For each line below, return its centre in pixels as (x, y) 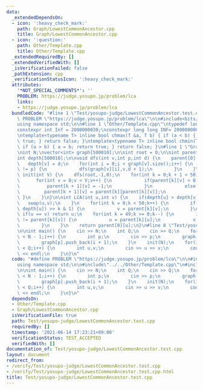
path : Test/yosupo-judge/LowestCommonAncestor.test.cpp (83, 321)
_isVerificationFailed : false (50, 68)
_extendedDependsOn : (37, 18)
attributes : (27, 85)
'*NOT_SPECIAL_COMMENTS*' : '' (55, 91)
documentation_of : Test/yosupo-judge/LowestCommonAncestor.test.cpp (94, 349)
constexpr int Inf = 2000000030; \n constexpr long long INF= (94, 130)
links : (25, 102)
